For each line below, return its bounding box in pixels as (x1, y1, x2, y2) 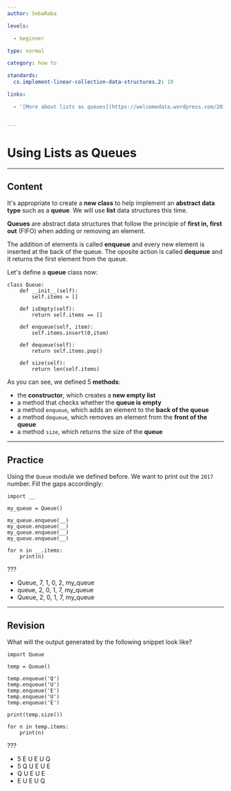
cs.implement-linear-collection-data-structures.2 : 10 (13, 78, 174, 86)
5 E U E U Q (16, 755, 51, 763)
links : (7, 91, 26, 98)
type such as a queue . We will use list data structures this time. (7, 206, 188, 215)
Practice (7, 454, 44, 466)
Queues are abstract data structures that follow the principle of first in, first (7, 219, 222, 228)
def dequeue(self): (19, 342, 76, 349)
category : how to (7, 60, 57, 67)
